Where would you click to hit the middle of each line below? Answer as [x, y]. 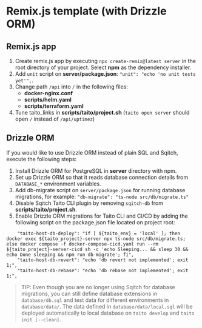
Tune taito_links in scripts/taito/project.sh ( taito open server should [102, 112]
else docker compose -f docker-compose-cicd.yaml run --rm [82, 244]
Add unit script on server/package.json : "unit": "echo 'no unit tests [105, 74]
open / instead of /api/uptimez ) [55, 119]
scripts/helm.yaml [48, 99]
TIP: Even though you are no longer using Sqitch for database [98, 287]
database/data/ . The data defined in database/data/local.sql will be [107, 306]
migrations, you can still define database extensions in [89, 293]
